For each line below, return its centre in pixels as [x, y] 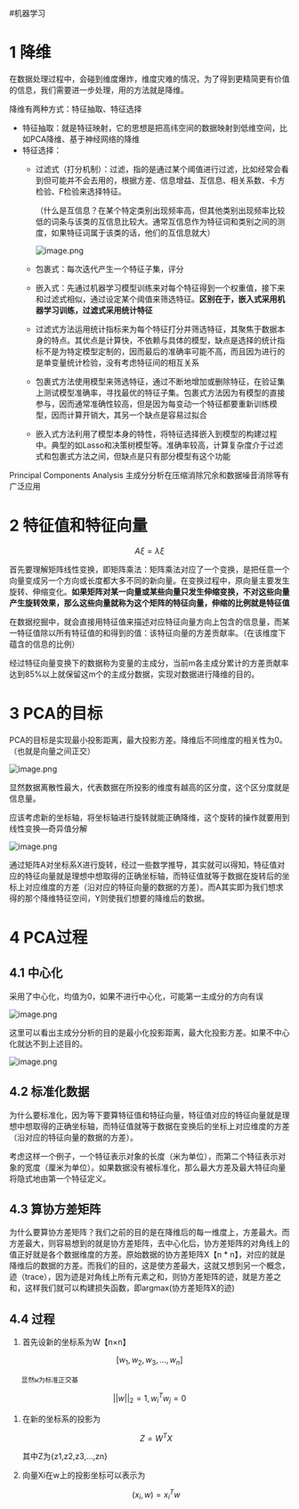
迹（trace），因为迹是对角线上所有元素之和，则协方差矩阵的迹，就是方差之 [145, 1277]
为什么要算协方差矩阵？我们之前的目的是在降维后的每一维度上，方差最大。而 [149, 1233]
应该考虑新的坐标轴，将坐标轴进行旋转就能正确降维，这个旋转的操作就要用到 [149, 817]
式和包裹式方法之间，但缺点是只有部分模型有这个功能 [133, 456]
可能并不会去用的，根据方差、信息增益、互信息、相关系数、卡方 [168, 180]
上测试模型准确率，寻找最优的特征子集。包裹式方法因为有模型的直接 [160, 392]
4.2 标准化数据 [49, 1092]
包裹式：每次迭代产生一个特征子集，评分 [109, 268]
